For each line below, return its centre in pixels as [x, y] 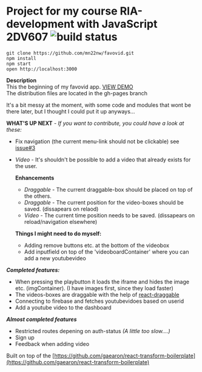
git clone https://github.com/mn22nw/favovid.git [70, 53]
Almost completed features [42, 319]
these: [14, 129]
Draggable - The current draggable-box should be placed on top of [108, 189]
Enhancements [35, 178]
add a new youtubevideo [55, 258]
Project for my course [62, 11]
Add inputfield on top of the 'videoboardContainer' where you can [106, 252]
